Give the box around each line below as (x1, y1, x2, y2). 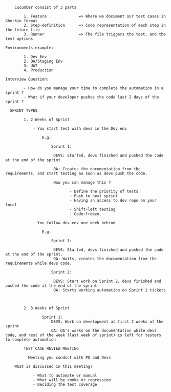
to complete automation (5, 337, 56, 342)
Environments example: (5, 45, 54, 50)
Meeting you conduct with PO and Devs (28, 355, 111, 360)
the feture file (5, 27, 40, 32)
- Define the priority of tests (69, 189, 139, 194)
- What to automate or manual (32, 373, 97, 378)
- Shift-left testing (69, 207, 116, 212)
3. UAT (24, 63, 38, 68)
